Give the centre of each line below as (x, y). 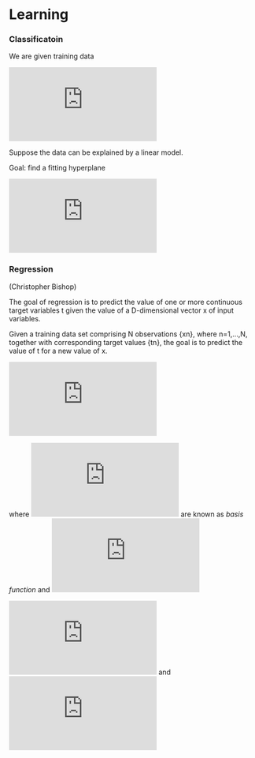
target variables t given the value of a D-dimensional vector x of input (122, 310)
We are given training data (52, 56)
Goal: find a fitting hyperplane (57, 168)
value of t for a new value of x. (58, 351)
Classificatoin (36, 39)
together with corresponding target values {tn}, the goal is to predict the (126, 342)
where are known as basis (126, 514)
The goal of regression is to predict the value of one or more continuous (126, 302)
